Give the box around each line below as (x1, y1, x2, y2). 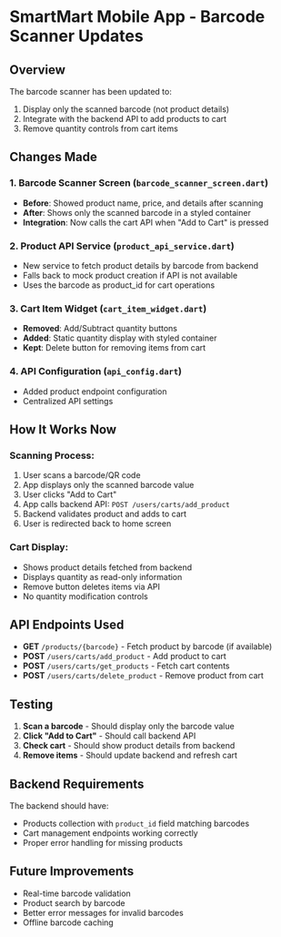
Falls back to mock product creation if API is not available (22, 270, 238, 280)
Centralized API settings (22, 395, 114, 406)
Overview (9, 62, 66, 77)
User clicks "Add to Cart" (22, 489, 117, 500)
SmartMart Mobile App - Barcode (9, 6, 266, 27)
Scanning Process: (9, 449, 95, 462)
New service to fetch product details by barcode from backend (22, 260, 259, 270)
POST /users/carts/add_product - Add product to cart (22, 651, 227, 662)
